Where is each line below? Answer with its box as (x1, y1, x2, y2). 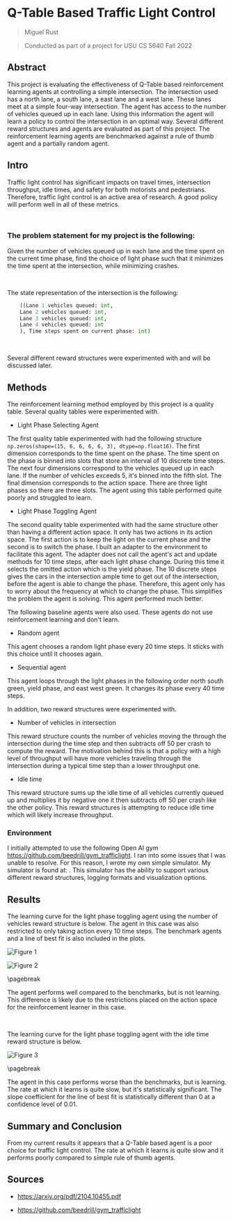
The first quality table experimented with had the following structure (7, 434, 202, 443)
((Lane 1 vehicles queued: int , (19, 301, 113, 309)
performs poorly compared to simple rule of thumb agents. (7, 1153, 176, 1162)
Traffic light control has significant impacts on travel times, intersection (7, 178, 211, 186)
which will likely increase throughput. (7, 811, 113, 819)
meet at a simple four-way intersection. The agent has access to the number (7, 102, 227, 111)
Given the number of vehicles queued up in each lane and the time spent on (7, 246, 225, 255)
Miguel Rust (24, 28, 59, 36)
